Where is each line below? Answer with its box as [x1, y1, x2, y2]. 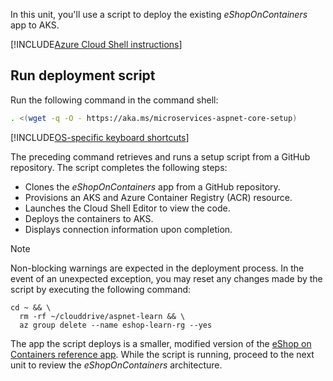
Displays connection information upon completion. [24, 223, 233, 235]
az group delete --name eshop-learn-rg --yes [19, 320, 213, 330]
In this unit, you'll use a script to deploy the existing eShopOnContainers [10, 9, 308, 20]
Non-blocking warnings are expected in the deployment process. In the [10, 262, 305, 274]
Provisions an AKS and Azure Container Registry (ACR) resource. [24, 191, 293, 203]
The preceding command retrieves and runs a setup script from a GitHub [10, 150, 311, 163]
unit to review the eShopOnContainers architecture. [10, 359, 223, 371]
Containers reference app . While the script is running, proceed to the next [10, 348, 315, 360]
